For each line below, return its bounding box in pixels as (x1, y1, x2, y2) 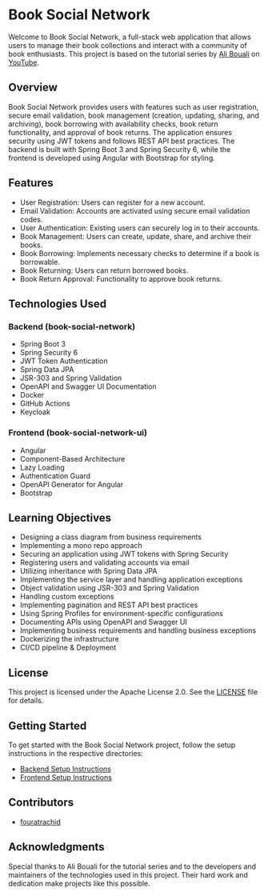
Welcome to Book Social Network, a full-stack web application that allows (8, 32, 252, 42)
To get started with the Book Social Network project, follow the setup (8, 740, 236, 750)
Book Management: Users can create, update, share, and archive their (19, 231, 252, 241)
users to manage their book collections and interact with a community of (8, 40, 248, 50)
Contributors (8, 796, 74, 810)
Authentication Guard (19, 470, 90, 481)
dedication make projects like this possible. (8, 878, 150, 888)
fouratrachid (19, 817, 62, 826)
